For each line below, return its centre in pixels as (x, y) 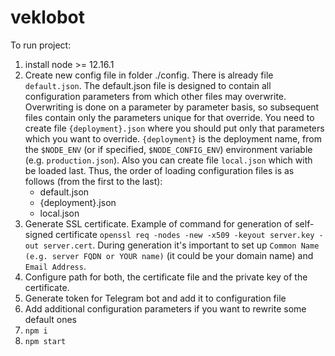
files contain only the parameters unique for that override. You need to (169, 117)
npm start (45, 341)
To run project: (41, 45)
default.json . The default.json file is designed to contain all (148, 85)
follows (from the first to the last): (93, 181)
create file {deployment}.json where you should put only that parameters (174, 128)
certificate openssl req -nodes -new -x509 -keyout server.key (185, 234)
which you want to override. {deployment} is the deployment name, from (173, 138)
